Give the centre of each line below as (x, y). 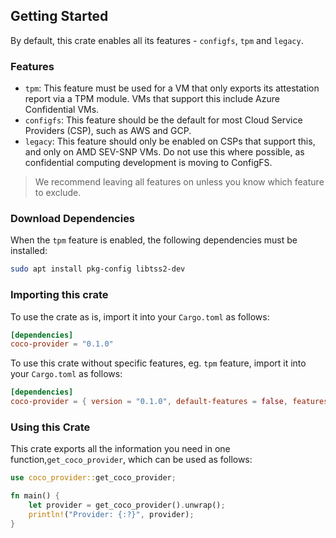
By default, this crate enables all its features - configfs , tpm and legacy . (157, 40)
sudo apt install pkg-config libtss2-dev (98, 269)
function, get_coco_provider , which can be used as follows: (131, 460)
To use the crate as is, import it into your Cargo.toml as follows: (140, 316)
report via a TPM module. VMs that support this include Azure (152, 99)
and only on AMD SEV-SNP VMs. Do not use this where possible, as (164, 152)
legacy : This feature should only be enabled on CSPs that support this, (170, 141)
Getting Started (59, 16)
